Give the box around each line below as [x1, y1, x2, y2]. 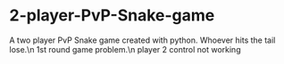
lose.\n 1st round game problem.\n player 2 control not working [9, 44, 241, 54]
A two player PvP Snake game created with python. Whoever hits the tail [9, 35, 276, 45]
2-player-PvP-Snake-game [9, 5, 215, 26]
